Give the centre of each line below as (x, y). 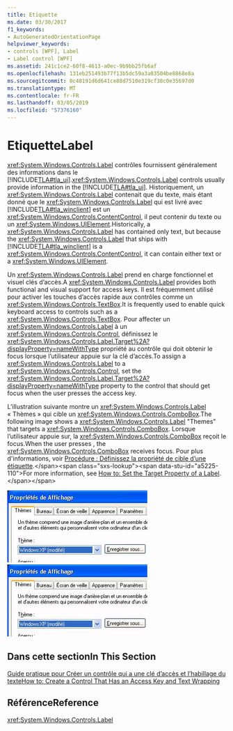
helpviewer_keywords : (39, 44)
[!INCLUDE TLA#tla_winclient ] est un (59, 209)
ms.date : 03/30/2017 (37, 22)
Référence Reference (53, 703)
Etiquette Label (50, 146)
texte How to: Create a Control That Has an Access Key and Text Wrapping (114, 681)
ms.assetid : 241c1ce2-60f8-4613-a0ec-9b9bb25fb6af (82, 66)
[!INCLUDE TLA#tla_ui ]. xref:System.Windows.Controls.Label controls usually (116, 179)
